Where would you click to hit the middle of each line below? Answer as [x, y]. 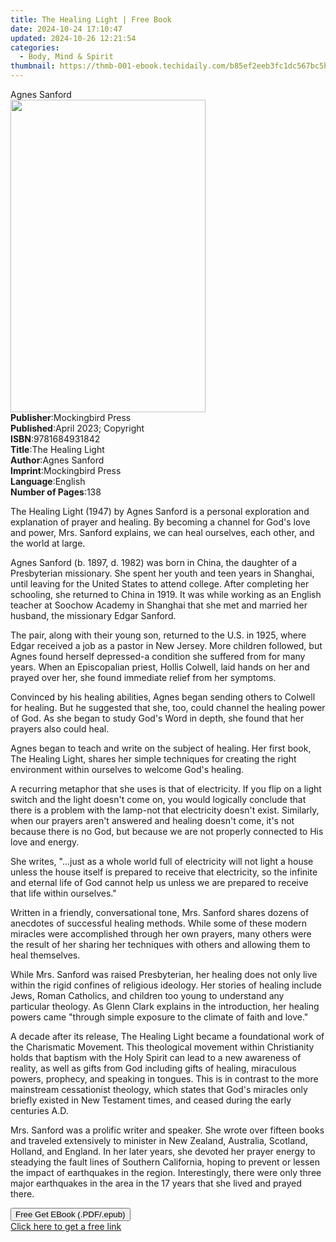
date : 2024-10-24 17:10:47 [66, 29]
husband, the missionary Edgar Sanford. [93, 615]
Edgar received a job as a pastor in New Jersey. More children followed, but [166, 645]
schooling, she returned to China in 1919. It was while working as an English [166, 594]
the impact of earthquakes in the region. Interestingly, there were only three [166, 1172]
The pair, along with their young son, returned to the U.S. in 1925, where [158, 635]
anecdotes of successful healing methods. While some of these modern [159, 923]
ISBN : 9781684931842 [55, 439]
